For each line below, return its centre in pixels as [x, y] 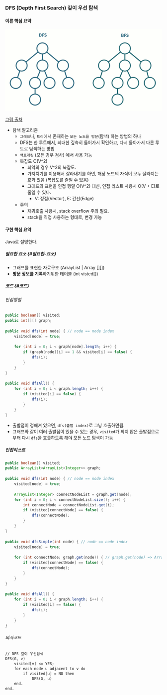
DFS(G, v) [15, 659]
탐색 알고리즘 [25, 130]
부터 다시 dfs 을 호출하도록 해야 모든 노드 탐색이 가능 [63, 438]
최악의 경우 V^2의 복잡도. [51, 167]
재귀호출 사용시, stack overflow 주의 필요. [68, 211]
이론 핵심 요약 [18, 20]
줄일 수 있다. [39, 192]
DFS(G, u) [42, 679]
